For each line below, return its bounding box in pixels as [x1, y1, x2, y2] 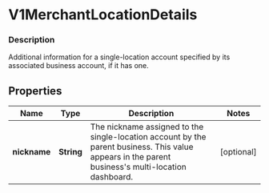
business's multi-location [90, 162, 187, 173]
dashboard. [90, 171, 134, 183]
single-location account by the [90, 131, 207, 143]
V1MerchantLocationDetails [8, 6, 198, 24]
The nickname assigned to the [90, 122, 204, 133]
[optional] [219, 147, 257, 158]
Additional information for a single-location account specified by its [8, 52, 231, 62]
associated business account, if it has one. [8, 61, 150, 70]
